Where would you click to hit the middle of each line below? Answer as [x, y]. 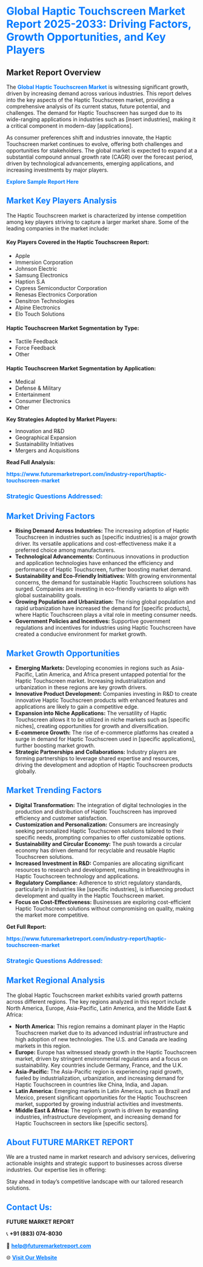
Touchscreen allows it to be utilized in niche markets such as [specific [102, 720]
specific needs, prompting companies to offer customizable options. [100, 837]
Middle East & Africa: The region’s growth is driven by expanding [97, 1110]
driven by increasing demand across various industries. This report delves [99, 93]
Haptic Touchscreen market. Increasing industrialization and [90, 681]
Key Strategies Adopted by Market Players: [62, 419]
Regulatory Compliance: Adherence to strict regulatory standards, [98, 883]
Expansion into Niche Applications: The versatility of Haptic [91, 713]
